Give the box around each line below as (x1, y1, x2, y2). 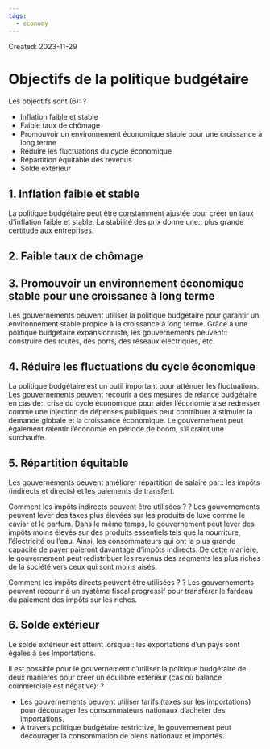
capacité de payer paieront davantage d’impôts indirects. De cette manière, (8, 545, 260, 554)
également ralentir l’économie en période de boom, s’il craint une (8, 424, 224, 434)
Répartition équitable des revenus (19, 155, 133, 165)
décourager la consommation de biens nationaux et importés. (19, 730, 225, 740)
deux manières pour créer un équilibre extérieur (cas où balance (8, 672, 222, 682)
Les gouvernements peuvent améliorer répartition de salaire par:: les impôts (8, 478, 260, 487)
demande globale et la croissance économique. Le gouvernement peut (8, 415, 243, 425)
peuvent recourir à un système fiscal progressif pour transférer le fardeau (8, 587, 254, 596)
